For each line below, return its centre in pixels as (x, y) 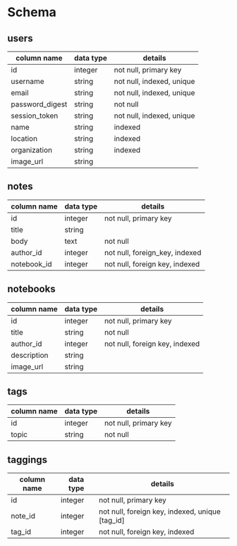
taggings (28, 460)
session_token (35, 116)
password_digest (39, 104)
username (28, 81)
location (24, 138)
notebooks (31, 289)
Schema (32, 12)
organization (32, 150)
